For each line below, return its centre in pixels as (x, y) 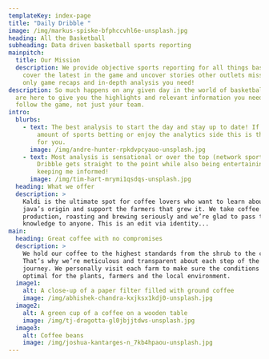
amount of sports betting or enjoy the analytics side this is (145, 134)
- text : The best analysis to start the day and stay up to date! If (141, 127)
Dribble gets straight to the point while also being (128, 165)
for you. (52, 142)
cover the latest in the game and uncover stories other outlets (134, 75)
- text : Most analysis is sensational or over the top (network (132, 157)
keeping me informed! (73, 172)
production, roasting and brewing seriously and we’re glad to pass (139, 217)
